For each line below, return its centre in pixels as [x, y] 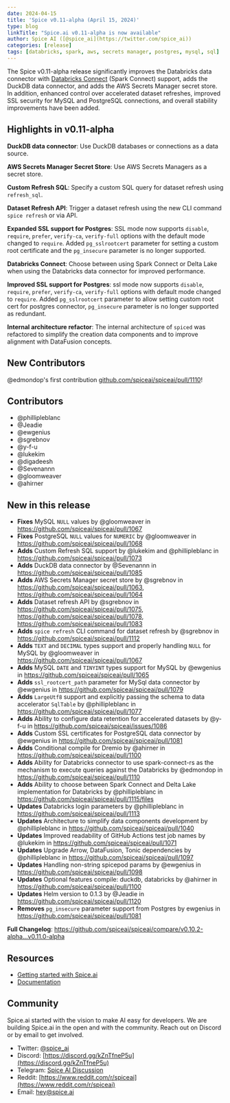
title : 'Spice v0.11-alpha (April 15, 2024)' [73, 20]
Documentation [39, 982]
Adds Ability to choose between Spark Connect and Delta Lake [106, 785]
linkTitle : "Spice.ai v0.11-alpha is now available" [84, 33]
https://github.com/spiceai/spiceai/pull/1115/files [85, 799]
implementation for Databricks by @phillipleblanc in [90, 792]
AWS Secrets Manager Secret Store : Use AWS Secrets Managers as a [107, 166]
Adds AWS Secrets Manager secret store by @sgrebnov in [100, 580]
